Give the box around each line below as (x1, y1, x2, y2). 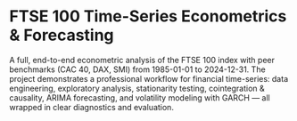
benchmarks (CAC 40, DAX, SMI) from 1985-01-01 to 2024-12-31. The (9, 64, 266, 75)
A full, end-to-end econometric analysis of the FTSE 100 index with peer (9, 54, 275, 65)
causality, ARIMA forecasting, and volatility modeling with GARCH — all (9, 92, 270, 103)
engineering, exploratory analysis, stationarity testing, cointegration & (9, 83, 265, 93)
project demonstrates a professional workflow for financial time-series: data (9, 73, 288, 84)
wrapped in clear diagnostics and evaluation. (9, 101, 174, 112)
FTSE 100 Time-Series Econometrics (9, 6, 287, 27)
